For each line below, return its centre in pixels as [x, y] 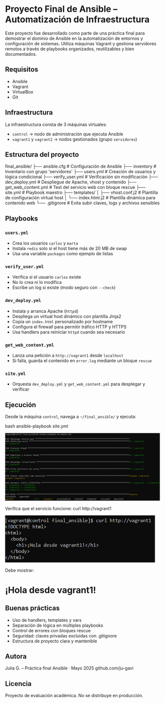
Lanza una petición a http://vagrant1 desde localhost [68, 355]
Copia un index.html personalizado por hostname [62, 321]
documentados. [21, 54]
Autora [16, 656]
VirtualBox [23, 92]
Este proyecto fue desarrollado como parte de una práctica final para [75, 33]
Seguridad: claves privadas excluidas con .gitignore [64, 636]
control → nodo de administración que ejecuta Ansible [68, 134]
